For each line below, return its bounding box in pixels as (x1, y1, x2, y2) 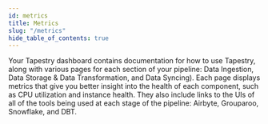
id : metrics (8, 11, 48, 20)
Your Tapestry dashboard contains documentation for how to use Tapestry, (8, 56, 256, 66)
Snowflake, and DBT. (8, 107, 78, 117)
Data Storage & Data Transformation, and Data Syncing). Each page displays (8, 73, 261, 82)
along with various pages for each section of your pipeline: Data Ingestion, (8, 65, 254, 74)
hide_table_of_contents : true (8, 34, 110, 42)
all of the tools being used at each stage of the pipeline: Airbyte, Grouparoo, (8, 98, 259, 108)
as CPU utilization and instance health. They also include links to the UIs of (8, 90, 255, 100)
